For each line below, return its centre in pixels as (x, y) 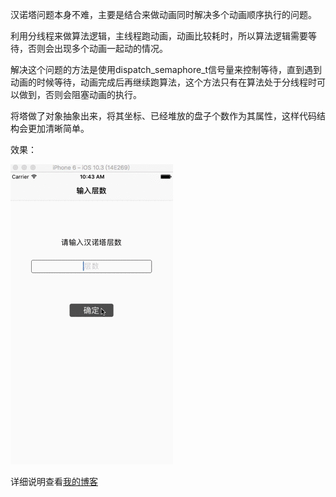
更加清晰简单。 (58, 128)
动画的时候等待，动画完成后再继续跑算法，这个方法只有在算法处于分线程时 (163, 82)
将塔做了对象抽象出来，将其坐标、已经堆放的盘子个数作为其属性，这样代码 (163, 116)
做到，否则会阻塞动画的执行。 (80, 94)
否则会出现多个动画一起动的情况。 (97, 48)
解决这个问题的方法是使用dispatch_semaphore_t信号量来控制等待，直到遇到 (166, 69)
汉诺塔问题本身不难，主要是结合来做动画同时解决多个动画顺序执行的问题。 (163, 14)
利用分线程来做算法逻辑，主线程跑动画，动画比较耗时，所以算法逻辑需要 (159, 36)
